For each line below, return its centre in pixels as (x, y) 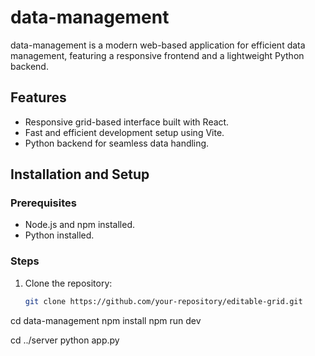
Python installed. (59, 235)
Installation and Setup (80, 174)
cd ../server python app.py (65, 340)
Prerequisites (43, 203)
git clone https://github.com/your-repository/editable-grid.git (163, 301)
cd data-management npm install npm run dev (106, 320)
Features (38, 97)
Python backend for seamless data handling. (117, 143)
